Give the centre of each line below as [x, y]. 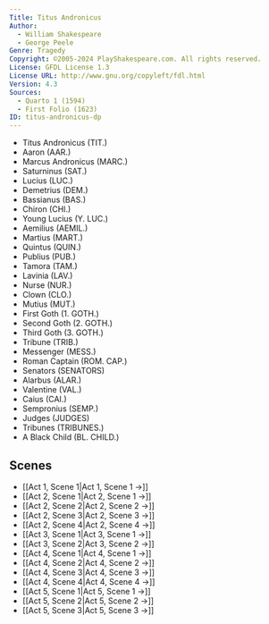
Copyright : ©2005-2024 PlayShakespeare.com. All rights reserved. [135, 59]
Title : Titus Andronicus [55, 17]
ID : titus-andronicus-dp [55, 117]
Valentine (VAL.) [52, 390]
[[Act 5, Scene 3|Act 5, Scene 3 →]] [88, 610]
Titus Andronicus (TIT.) [65, 143]
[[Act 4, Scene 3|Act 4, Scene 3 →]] [88, 572]
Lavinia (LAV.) [47, 276]
